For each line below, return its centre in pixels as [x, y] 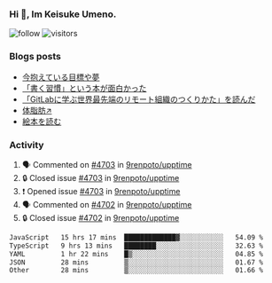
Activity [27, 145]
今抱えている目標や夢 [61, 77]
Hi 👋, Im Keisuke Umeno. [63, 14]
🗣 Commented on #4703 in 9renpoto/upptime [107, 164]
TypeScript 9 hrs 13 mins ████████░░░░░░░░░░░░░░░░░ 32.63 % [136, 246]
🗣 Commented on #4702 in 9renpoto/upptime [107, 204]
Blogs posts [35, 57]
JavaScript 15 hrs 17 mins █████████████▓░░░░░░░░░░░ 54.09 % [136, 237]
